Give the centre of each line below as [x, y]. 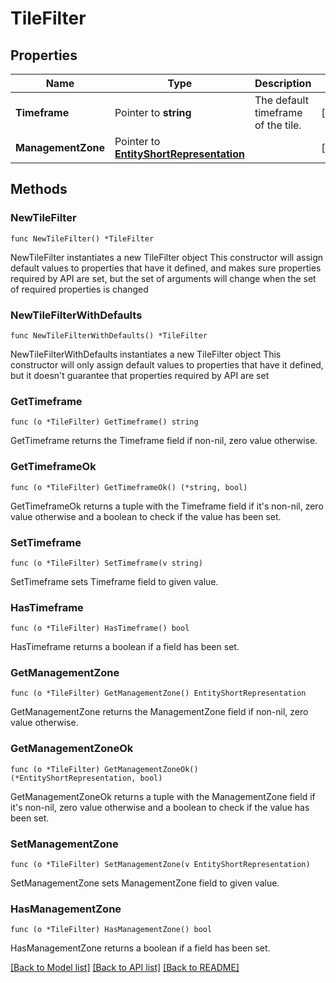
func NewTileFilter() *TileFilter [82, 238]
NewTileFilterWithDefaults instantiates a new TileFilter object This [146, 354]
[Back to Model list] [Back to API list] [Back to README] [125, 968]
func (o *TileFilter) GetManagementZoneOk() [104, 769]
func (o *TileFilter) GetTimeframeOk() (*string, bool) [129, 487]
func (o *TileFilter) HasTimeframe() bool [100, 628]
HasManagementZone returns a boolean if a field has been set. [140, 948]
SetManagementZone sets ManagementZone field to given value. [145, 883]
